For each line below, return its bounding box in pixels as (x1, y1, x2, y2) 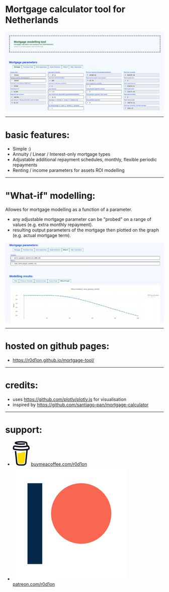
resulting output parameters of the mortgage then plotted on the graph (12, 227, 159, 233)
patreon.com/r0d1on (12, 581, 55, 587)
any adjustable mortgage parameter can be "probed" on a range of (12, 216, 152, 222)
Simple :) (12, 146, 31, 152)
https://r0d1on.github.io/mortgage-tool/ (12, 357, 95, 363)
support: (5, 424, 43, 435)
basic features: (5, 129, 70, 141)
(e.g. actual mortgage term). (12, 233, 71, 239)
